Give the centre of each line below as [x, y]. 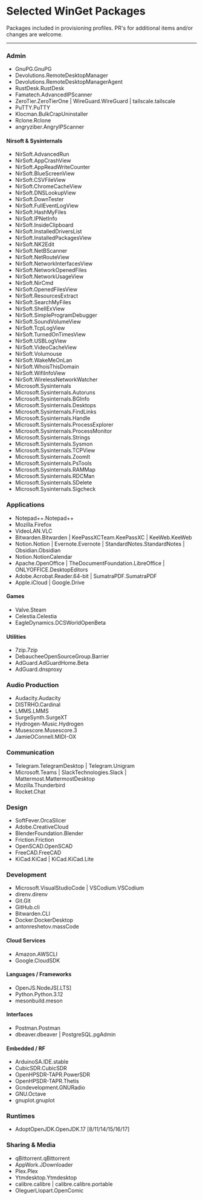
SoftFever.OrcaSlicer [40, 821]
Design [17, 807]
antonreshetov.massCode [47, 927]
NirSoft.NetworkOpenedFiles [51, 270]
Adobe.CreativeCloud [42, 827]
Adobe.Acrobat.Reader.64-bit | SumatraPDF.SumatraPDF [86, 576]
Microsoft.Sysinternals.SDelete [53, 482]
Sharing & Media [31, 1145]
